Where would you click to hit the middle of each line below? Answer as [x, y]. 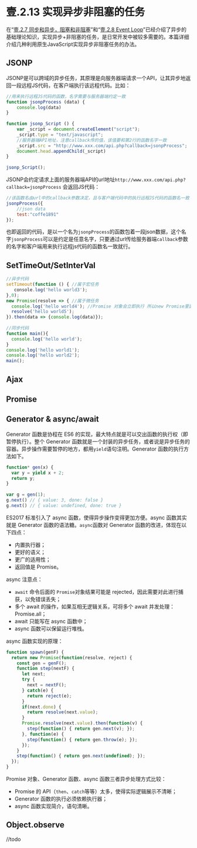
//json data [31, 209]
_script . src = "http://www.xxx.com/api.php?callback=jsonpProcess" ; [102, 146]
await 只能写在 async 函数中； [51, 621]
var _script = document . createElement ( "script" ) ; [79, 129]
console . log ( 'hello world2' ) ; [43, 355]
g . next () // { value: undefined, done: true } [64, 505]
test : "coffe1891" [38, 214]
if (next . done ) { [41, 707]
